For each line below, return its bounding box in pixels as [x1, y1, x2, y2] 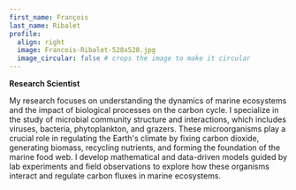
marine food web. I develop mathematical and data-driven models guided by [9, 152, 288, 162]
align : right [17, 37, 65, 47]
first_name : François [9, 12, 89, 22]
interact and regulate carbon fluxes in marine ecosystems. [9, 171, 222, 181]
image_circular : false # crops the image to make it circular [17, 54, 251, 63]
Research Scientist [9, 79, 80, 88]
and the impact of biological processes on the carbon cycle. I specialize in [9, 105, 279, 115]
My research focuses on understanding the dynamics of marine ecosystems [9, 95, 287, 106]
